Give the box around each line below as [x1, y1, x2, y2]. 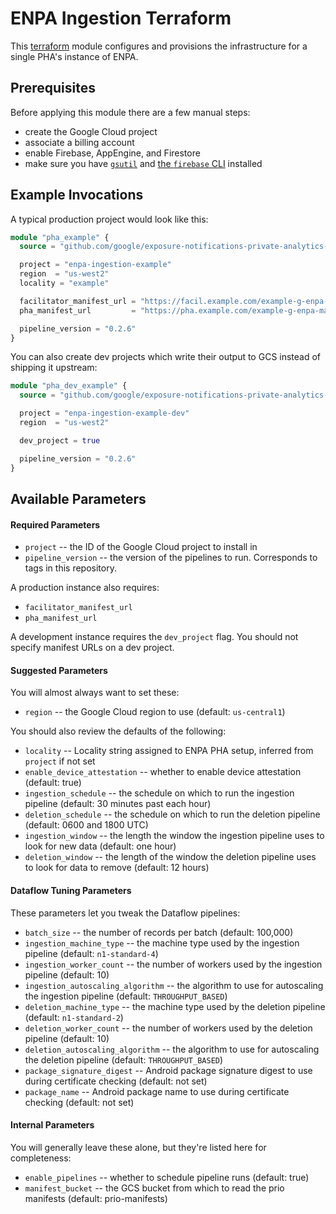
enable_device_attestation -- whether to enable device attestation [24, 766, 302, 778]
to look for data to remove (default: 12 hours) [24, 862, 210, 874]
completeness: [10, 1152, 72, 1164]
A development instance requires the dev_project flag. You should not [10, 631, 299, 643]
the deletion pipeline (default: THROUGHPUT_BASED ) [24, 1053, 224, 1066]
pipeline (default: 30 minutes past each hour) [24, 798, 212, 810]
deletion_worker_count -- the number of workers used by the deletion [24, 1022, 313, 1034]
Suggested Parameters [10, 664, 108, 676]
